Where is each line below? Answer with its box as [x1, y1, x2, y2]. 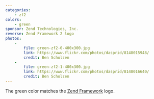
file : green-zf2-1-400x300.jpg [23, 64, 90, 69]
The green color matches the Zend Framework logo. [5, 88, 115, 94]
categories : [5, 7, 31, 13]
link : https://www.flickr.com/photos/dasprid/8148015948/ [23, 50, 149, 55]
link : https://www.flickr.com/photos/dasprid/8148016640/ [23, 69, 149, 75]
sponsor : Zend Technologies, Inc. [5, 27, 79, 32]
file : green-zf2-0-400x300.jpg [23, 45, 90, 51]
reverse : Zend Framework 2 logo [5, 31, 74, 36]
